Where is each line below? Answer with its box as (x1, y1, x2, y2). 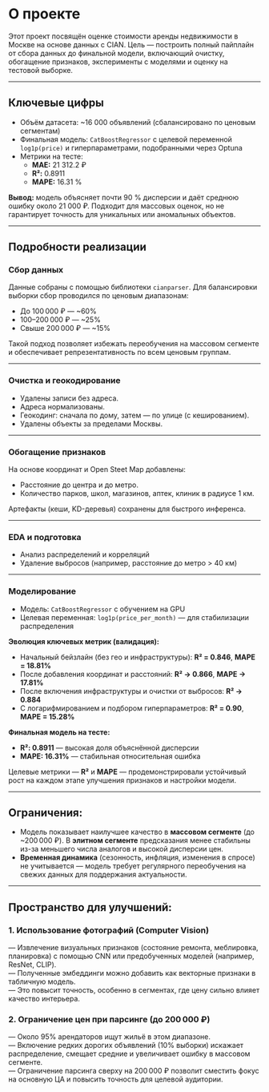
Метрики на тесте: (19, 151, 83, 161)
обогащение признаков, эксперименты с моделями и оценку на (8, 57, 228, 66)
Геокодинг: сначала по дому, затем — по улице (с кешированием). (19, 410, 250, 420)
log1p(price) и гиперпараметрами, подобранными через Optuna (19, 143, 243, 152)
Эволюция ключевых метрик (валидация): (8, 636, 160, 646)
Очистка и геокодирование (8, 375, 122, 386)
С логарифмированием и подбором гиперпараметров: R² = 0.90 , (19, 703, 244, 713)
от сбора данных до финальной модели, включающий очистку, (8, 48, 225, 58)
